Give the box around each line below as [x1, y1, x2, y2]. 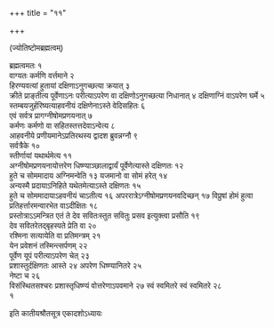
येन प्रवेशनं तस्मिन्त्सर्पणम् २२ [9, 240, 88, 251]
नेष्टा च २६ [9, 270, 41, 281]
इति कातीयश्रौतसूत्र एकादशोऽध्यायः [9, 308, 102, 318]
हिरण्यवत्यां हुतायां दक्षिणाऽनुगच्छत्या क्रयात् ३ [9, 80, 131, 91]
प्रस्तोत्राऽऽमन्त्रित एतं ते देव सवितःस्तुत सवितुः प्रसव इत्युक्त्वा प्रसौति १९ [9, 211, 200, 220]
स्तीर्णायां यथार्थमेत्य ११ [9, 150, 73, 161]
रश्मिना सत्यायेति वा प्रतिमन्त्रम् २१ [9, 230, 101, 241]
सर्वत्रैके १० [9, 140, 41, 150]
